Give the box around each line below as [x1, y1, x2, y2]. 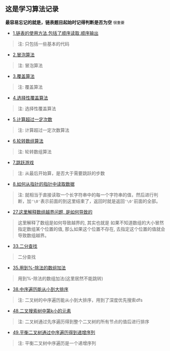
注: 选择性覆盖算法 [17, 106, 56, 112]
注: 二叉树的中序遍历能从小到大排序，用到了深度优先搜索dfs [17, 297, 143, 303]
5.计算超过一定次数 [12, 116, 52, 122]
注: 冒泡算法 [17, 62, 43, 68]
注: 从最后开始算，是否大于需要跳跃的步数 [17, 170, 105, 176]
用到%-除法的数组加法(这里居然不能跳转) [17, 275, 104, 282]
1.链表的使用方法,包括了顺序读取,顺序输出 [12, 30, 99, 36]
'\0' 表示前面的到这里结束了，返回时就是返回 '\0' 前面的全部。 [31, 198, 161, 204]
